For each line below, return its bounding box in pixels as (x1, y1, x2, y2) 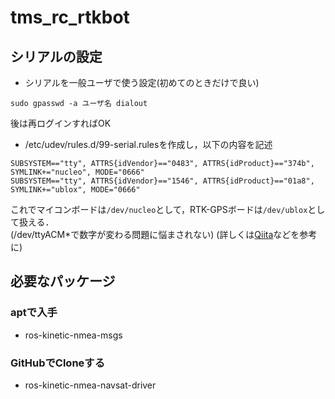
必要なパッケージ (10, 273, 116, 290)
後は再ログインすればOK (10, 117, 112, 129)
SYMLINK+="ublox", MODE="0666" (10, 185, 141, 195)
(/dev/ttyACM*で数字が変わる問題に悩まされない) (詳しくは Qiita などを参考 (10, 229, 318, 240)
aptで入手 (10, 306, 58, 320)
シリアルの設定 (10, 48, 103, 65)
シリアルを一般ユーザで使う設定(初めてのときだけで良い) (24, 77, 260, 88)
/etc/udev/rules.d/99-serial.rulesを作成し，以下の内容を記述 (24, 139, 273, 150)
